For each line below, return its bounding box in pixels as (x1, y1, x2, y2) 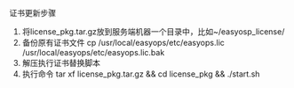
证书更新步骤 (9, 8, 56, 18)
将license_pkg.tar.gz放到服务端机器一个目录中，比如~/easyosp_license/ (21, 26, 285, 37)
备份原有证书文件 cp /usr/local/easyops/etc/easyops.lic (21, 38, 225, 48)
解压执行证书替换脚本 (21, 58, 100, 68)
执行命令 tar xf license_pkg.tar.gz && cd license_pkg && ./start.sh (21, 69, 260, 79)
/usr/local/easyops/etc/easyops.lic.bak (21, 48, 165, 57)
